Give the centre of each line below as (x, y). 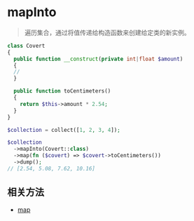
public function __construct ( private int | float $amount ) (98, 59)
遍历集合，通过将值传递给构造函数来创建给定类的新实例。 (107, 32)
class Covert (26, 46)
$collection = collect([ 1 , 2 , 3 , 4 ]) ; (64, 130)
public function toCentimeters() (62, 91)
